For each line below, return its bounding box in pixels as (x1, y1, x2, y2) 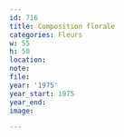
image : (9, 106, 34, 115)
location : (9, 55, 47, 64)
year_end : (9, 97, 47, 107)
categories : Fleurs (9, 30, 83, 39)
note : (9, 64, 30, 73)
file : (9, 73, 30, 82)
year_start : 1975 (9, 89, 75, 98)
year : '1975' (9, 81, 59, 90)
